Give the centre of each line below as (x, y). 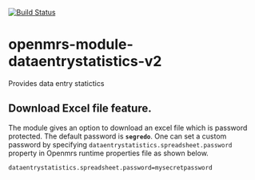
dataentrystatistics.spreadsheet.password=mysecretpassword (111, 167)
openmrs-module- (71, 45)
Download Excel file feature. (80, 109)
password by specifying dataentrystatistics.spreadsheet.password (120, 144)
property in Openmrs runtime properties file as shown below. (109, 153)
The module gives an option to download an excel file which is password (128, 127)
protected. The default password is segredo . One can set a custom (118, 136)
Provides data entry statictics (56, 83)
